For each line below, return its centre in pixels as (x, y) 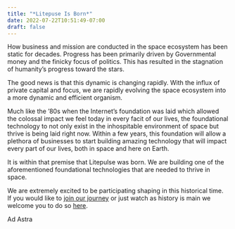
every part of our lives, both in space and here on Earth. (88, 149)
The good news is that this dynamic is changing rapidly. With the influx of (114, 83)
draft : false (26, 27)
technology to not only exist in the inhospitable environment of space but (113, 126)
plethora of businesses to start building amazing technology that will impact (117, 141)
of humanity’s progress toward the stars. (66, 69)
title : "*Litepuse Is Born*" (50, 14)
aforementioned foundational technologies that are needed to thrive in (109, 170)
